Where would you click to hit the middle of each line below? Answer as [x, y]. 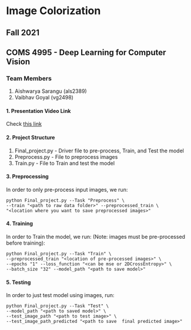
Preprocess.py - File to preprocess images [66, 156]
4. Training [20, 224]
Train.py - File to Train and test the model [65, 163]
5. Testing [19, 282]
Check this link [24, 124]
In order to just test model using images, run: [60, 295]
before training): [26, 243]
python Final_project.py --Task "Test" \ [58, 306]
